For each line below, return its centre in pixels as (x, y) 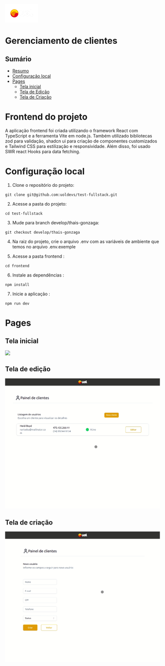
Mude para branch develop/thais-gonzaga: (56, 222)
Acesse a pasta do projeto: (40, 204)
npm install (17, 284)
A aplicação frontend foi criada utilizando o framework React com (72, 130)
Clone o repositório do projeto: (43, 185)
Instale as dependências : (38, 275)
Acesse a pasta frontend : (38, 256)
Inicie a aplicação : (31, 294)
